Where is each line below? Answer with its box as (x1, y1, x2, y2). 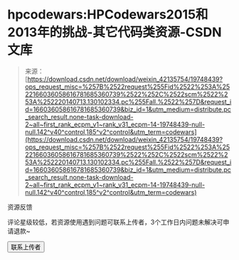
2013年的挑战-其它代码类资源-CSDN (7, 24, 222, 40)
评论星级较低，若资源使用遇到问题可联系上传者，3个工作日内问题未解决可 (7, 217, 223, 226)
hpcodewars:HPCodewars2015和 (7, 6, 208, 23)
